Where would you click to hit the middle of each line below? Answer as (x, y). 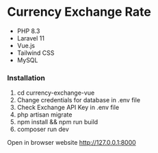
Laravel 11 (30, 38)
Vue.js (26, 45)
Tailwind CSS (36, 53)
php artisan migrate (44, 115)
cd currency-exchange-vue (56, 93)
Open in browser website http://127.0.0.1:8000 (72, 143)
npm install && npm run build (57, 122)
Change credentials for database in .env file (79, 100)
